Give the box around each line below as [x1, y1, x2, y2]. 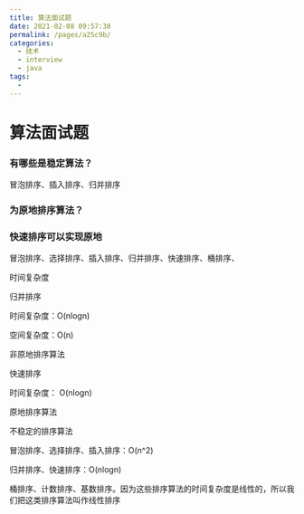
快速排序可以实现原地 [9, 230, 102, 243]
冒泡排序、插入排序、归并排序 [9, 179, 120, 190]
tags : [9, 72, 30, 81]
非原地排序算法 [9, 349, 65, 360]
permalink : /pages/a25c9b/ [9, 30, 111, 39]
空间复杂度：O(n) [9, 329, 74, 340]
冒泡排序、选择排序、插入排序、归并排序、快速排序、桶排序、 [9, 252, 240, 263]
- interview [17, 55, 63, 64]
